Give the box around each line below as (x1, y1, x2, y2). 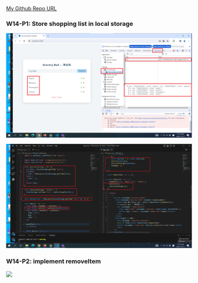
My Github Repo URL (6, 5, 57, 12)
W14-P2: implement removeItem (6, 257, 101, 265)
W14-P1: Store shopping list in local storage (6, 19, 134, 28)
